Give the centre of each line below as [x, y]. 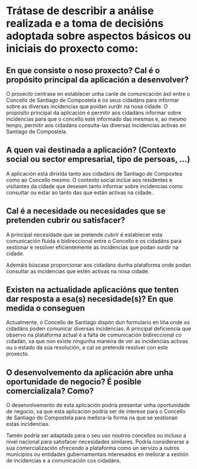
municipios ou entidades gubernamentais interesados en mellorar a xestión [97, 454]
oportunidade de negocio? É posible [74, 382]
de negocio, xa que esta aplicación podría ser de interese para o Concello [96, 412]
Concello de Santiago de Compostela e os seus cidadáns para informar [93, 100]
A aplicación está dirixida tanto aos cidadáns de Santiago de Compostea [94, 173]
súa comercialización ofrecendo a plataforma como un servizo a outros [93, 448]
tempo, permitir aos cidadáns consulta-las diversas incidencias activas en [96, 125]
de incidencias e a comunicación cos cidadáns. [64, 461]
